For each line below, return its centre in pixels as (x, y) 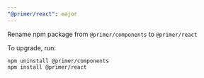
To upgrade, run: (32, 48)
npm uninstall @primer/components (58, 61)
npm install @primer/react (47, 67)
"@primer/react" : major (42, 14)
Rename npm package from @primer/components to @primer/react (102, 34)
